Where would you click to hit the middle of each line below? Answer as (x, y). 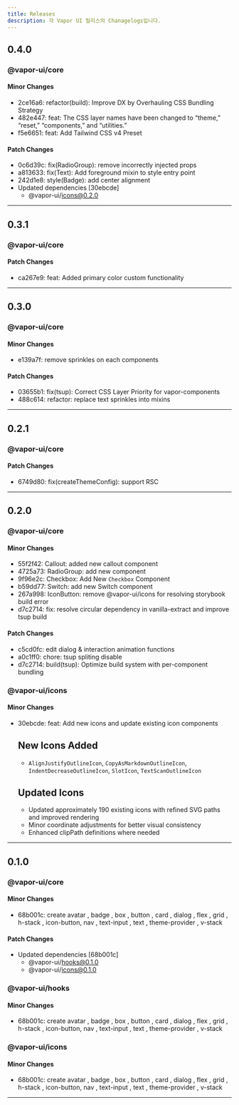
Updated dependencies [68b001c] (68, 955)
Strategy (30, 110)
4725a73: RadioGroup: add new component (82, 572)
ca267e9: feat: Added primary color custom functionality (101, 277)
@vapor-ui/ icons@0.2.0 (63, 195)
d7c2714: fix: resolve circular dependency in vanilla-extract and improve (123, 610)
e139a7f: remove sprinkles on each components (88, 360)
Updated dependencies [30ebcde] (68, 188)
